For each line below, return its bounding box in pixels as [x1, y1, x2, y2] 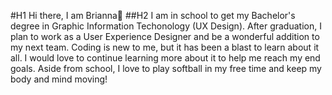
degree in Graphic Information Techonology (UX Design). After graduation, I [10, 20, 322, 32]
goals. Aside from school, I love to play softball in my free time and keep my [10, 63, 322, 74]
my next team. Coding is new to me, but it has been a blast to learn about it [10, 41, 320, 53]
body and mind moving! [10, 73, 108, 85]
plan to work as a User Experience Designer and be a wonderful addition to [10, 31, 320, 42]
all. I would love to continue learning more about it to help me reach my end [10, 52, 321, 64]
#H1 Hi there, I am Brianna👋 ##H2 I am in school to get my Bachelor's [10, 10, 296, 21]
